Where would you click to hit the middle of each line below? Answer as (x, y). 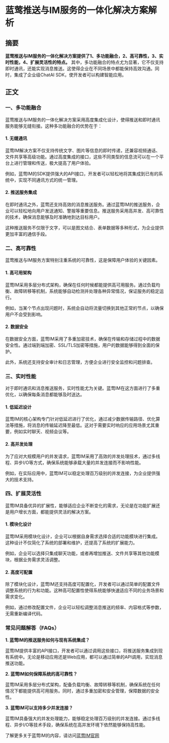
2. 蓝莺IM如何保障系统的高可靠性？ (41, 674)
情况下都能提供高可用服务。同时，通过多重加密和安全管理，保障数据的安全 (82, 691)
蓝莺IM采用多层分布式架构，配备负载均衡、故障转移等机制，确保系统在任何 (83, 684)
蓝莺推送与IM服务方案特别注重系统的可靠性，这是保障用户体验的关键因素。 (83, 260)
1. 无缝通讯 (16, 138)
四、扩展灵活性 (23, 494)
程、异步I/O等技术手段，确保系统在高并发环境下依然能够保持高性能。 (77, 724)
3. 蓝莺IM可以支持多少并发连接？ (39, 708)
